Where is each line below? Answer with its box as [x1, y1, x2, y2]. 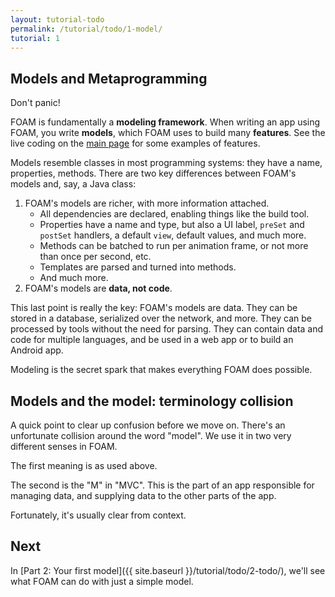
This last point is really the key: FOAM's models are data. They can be [10, 302, 298, 314]
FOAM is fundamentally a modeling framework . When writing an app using [10, 116, 321, 128]
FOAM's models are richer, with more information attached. [24, 197, 270, 210]
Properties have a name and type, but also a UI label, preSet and [39, 219, 305, 231]
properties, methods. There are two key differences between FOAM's [10, 167, 297, 180]
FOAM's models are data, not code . [24, 282, 173, 295]
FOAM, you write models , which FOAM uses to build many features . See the [10, 127, 326, 139]
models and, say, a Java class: [10, 178, 137, 190]
